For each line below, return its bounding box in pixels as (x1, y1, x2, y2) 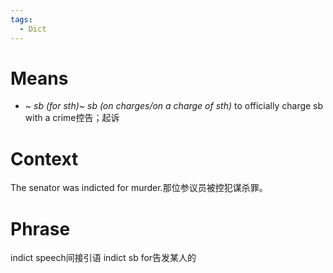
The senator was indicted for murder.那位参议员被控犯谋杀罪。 (10, 182, 268, 194)
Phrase (10, 217, 71, 240)
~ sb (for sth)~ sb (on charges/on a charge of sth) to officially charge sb (24, 100, 324, 112)
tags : (10, 14, 33, 25)
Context (10, 147, 79, 170)
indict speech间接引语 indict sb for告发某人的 (10, 252, 197, 264)
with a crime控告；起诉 (24, 112, 120, 124)
